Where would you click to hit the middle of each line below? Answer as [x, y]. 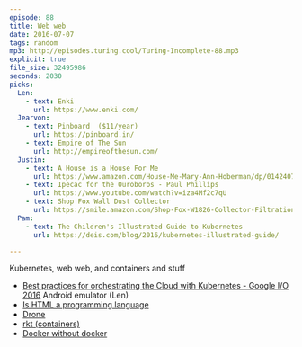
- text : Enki [50, 101]
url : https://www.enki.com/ [86, 110]
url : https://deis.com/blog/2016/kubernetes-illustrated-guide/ [156, 235]
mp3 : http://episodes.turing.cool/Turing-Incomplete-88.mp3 [124, 51]
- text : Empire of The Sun [76, 143]
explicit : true [38, 59]
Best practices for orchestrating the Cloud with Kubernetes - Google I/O [155, 286]
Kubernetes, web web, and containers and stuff [98, 268]
